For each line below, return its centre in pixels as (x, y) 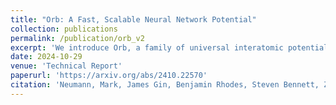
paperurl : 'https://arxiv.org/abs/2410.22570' (109, 76)
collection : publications (64, 29)
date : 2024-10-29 (46, 57)
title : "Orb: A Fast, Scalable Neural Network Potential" (133, 19)
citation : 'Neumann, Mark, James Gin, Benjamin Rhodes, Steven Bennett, (165, 85)
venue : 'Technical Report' (66, 66)
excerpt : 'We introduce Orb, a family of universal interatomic (147, 47)
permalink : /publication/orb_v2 (77, 38)
